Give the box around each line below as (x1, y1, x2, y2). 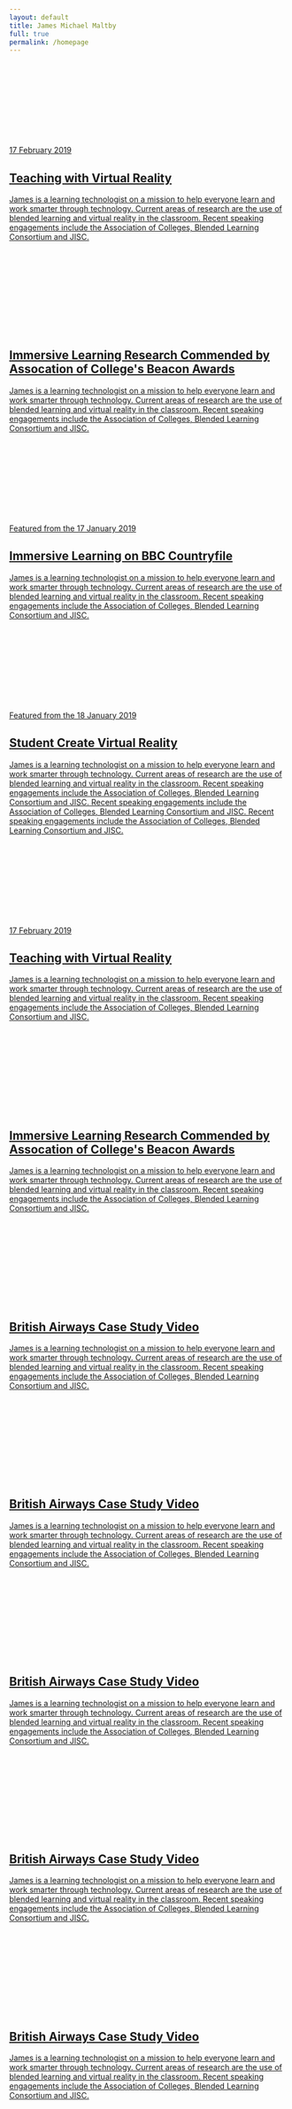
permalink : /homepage (9, 37, 89, 47)
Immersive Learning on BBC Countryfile (9, 549, 233, 564)
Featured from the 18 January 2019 (9, 710, 137, 720)
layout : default (9, 12, 69, 22)
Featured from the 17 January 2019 (9, 523, 137, 534)
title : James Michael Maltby (9, 21, 117, 30)
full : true (9, 29, 50, 38)
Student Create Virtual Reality (9, 735, 179, 750)
